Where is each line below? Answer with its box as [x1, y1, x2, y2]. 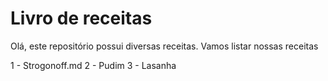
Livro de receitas [10, 7, 153, 30]
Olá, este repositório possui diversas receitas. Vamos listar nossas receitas [10, 40, 319, 52]
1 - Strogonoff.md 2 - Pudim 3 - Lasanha [10, 59, 177, 71]
